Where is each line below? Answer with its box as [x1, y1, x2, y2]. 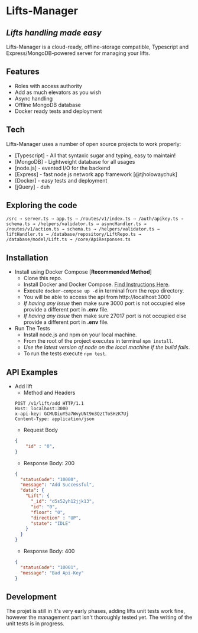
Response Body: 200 [23, 459, 75, 466]
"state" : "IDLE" [30, 520, 71, 527]
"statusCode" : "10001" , [20, 564, 79, 570]
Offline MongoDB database [14, 101, 82, 108]
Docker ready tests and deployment [14, 108, 102, 115]
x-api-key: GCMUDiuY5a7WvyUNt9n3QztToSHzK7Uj [14, 411, 129, 417]
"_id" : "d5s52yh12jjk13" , [30, 498, 95, 505]
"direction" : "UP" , [30, 515, 82, 521]
